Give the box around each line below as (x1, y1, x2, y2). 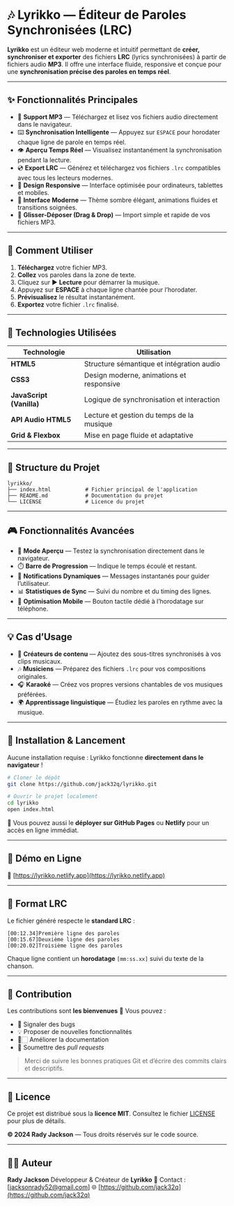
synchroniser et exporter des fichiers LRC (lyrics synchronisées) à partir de (7, 52, 226, 61)
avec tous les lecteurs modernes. (17, 173, 114, 182)
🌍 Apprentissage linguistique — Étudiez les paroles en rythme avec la (17, 698, 223, 706)
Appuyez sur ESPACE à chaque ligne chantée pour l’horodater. (17, 285, 198, 294)
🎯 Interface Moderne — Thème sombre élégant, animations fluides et (17, 196, 218, 204)
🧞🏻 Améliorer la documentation (17, 1035, 109, 1044)
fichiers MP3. (17, 218, 56, 226)
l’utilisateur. (17, 579, 50, 588)
